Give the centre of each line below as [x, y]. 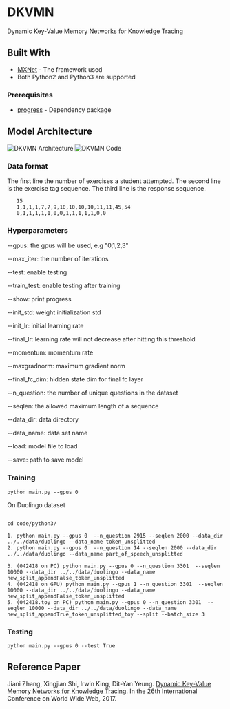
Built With [29, 53]
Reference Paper [44, 667]
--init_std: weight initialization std [54, 312]
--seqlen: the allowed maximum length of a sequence [83, 406]
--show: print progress [39, 299]
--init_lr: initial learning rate [45, 326]
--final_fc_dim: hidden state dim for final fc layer [75, 379]
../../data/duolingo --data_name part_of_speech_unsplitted [95, 554]
